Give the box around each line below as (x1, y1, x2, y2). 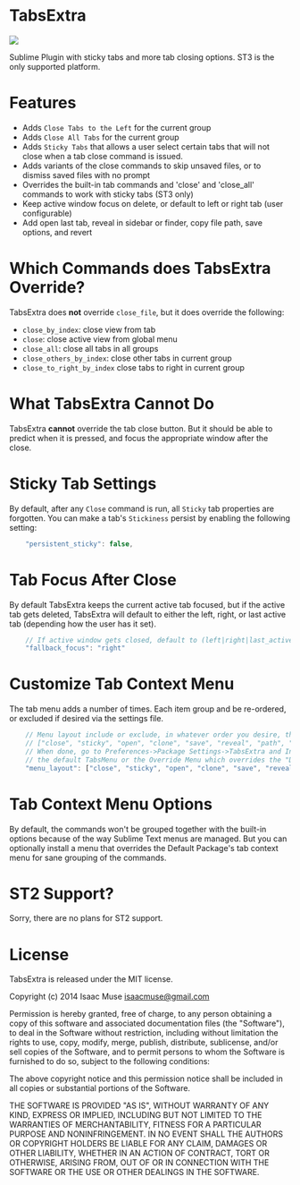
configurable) (21, 208, 73, 218)
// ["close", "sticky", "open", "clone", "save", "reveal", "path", (25, 739, 286, 748)
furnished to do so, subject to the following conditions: (9, 1056, 210, 1067)
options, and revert (21, 226, 93, 237)
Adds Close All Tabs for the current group (21, 132, 180, 142)
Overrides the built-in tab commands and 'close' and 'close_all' (21, 179, 254, 190)
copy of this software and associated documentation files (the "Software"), (9, 1018, 286, 1029)
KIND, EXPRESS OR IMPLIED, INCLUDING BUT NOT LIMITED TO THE (9, 1110, 262, 1121)
